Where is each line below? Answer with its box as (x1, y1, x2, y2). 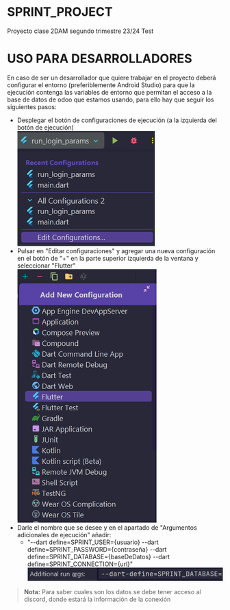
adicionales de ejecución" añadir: (16, 530, 112, 539)
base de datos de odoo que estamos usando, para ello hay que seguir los (7, 95, 214, 104)
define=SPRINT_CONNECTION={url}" (27, 560, 133, 568)
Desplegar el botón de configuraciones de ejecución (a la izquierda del (16, 116, 217, 124)
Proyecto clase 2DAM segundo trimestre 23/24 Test (7, 27, 154, 35)
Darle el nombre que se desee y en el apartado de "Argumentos (16, 523, 197, 532)
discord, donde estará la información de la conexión (23, 595, 171, 603)
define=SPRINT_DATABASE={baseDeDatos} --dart (27, 552, 170, 561)
